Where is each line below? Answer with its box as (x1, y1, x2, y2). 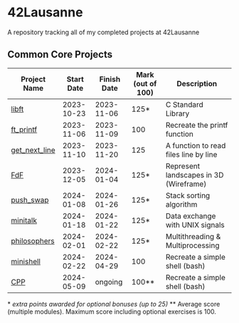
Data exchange (165, 211, 216, 221)
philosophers (11, 236, 55, 246)
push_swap (11, 195, 49, 205)
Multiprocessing (165, 240, 220, 250)
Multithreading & (165, 231, 221, 241)
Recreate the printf (165, 120, 228, 130)
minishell (11, 256, 41, 266)
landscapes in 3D (165, 170, 224, 180)
